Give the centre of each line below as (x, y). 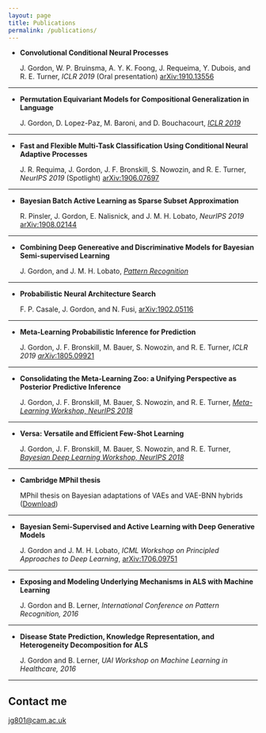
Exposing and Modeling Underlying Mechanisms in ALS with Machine (136, 582)
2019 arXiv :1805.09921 (57, 356)
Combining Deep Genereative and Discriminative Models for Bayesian (137, 247)
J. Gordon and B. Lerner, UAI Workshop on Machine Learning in (123, 660)
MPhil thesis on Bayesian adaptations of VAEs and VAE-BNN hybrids (131, 495)
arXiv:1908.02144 (48, 225)
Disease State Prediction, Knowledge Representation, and (117, 637)
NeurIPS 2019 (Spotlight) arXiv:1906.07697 (89, 178)
